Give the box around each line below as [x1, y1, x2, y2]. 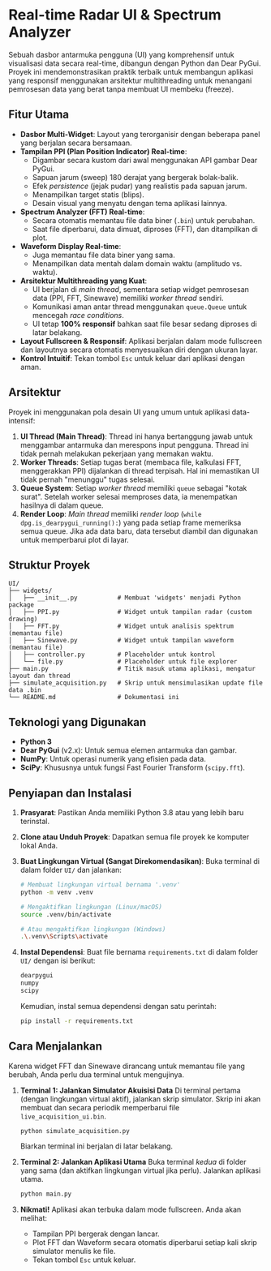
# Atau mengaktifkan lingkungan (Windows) [19, 925, 166, 934]
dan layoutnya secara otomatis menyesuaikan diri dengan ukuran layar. [19, 345, 258, 354]
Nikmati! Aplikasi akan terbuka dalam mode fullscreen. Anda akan [19, 1204, 242, 1214]
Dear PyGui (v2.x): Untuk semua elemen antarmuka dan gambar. [19, 745, 238, 755]
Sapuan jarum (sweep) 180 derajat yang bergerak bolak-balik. [32, 172, 239, 182]
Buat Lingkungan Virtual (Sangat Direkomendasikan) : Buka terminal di [19, 857, 260, 865]
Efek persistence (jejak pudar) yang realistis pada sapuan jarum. [32, 181, 247, 191]
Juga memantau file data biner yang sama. [32, 250, 176, 260]
